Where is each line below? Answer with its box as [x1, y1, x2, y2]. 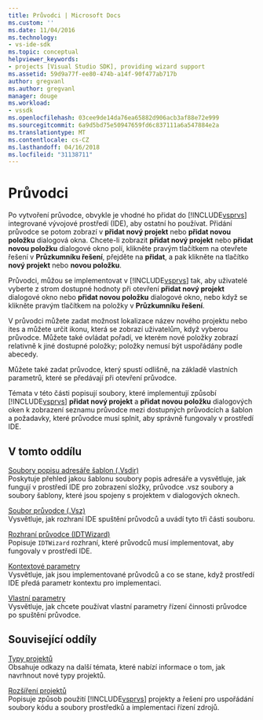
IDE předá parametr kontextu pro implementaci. [8, 578, 162, 587]
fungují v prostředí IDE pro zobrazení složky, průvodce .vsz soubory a [8, 482, 234, 492]
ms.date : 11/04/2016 [8, 26, 76, 34]
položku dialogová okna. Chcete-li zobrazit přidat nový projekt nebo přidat [8, 235, 254, 245]
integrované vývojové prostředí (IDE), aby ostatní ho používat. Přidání [8, 219, 232, 228]
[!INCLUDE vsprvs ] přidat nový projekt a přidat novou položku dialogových [8, 397, 253, 406]
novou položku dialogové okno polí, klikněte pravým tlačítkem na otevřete [8, 244, 248, 253]
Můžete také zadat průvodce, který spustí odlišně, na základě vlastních [8, 365, 238, 375]
